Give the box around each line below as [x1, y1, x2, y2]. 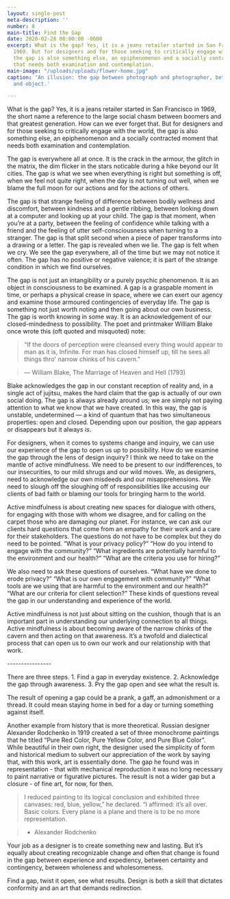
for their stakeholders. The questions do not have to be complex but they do [7, 533, 222, 541]
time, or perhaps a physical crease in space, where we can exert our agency [7, 291, 223, 299]
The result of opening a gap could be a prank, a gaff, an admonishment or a [7, 694, 220, 702]
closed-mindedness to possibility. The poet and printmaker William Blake [7, 320, 213, 328]
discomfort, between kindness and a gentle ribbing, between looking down [7, 205, 218, 213]
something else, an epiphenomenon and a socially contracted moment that [7, 135, 218, 143]
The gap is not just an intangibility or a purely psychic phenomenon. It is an [7, 276, 219, 285]
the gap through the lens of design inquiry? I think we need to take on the [7, 454, 214, 462]
